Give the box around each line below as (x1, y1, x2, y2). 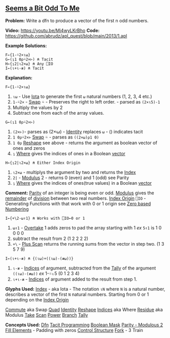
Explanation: (5, 75, 33, 81)
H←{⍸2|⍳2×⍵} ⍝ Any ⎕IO (5, 61, 53, 66)
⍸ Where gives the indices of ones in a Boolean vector (12, 150, 126, 156)
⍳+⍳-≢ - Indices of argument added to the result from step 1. (12, 276, 138, 282)
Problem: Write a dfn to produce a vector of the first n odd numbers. (5, 17, 149, 23)
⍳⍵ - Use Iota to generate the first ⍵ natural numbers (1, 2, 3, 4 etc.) (12, 93, 152, 99)
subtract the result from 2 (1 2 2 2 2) (12, 235, 89, 242)
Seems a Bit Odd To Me (5, 4, 80, 13)
